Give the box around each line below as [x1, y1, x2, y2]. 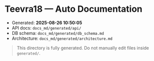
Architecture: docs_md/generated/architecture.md [11, 35, 113, 41]
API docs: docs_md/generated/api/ [11, 25, 81, 30]
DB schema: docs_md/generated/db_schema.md [11, 30, 104, 36]
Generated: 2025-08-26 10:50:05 [11, 20, 82, 26]
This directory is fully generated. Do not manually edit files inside [16, 45, 149, 51]
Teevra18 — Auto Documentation [4, 3, 143, 15]
